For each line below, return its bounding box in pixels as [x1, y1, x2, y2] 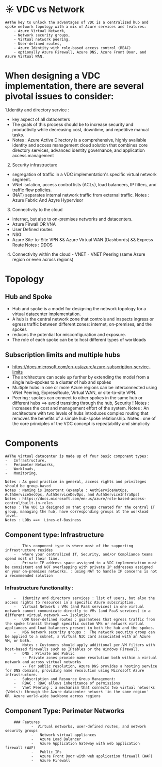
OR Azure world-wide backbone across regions [5, 694, 101, 698]
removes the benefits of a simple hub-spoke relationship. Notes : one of [12, 415, 156, 421]
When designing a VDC [5, 70, 101, 81]
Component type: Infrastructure [5, 531, 104, 539]
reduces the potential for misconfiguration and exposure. [12, 331, 126, 337]
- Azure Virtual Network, [14, 28, 66, 33]
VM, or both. [5, 638, 32, 643]
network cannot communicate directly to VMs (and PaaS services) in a [5, 608, 151, 613]
